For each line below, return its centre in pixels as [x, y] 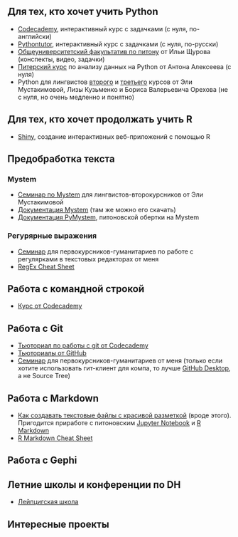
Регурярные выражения [52, 236]
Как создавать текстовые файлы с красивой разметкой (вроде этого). [124, 415]
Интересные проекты [58, 524]
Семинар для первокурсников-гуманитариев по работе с [106, 251]
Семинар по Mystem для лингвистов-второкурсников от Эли [110, 194]
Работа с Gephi [42, 460]
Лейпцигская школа [48, 502]
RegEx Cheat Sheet [46, 266]
